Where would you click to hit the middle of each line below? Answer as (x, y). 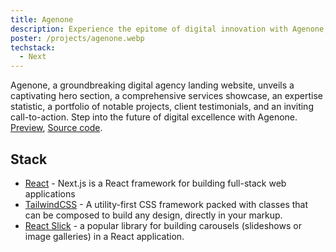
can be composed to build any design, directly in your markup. (153, 215)
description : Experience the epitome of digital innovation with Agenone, (169, 29)
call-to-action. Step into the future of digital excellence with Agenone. (154, 117)
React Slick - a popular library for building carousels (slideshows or (163, 225)
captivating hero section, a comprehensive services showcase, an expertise (166, 96)
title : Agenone (42, 19)
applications (50, 193)
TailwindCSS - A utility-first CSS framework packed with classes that (166, 204)
